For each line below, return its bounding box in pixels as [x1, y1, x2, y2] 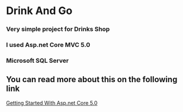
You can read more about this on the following [6, 74, 178, 84]
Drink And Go [6, 4, 73, 18]
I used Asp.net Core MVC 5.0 [6, 41, 91, 49]
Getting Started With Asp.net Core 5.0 [6, 99, 98, 106]
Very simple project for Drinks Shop [6, 25, 110, 33]
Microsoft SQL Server [6, 56, 69, 65]
